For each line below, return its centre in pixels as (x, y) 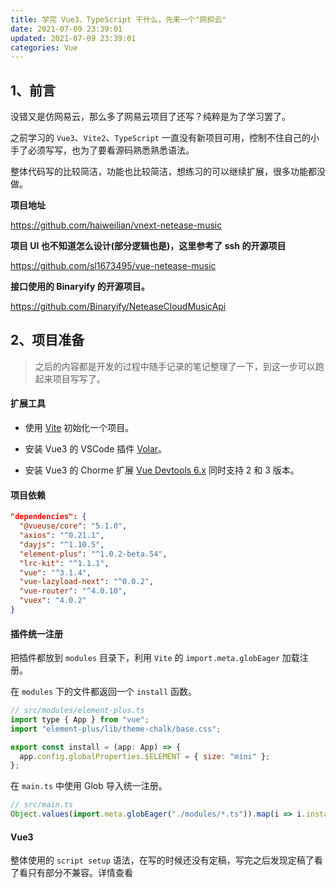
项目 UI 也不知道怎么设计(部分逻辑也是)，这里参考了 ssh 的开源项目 (148, 246)
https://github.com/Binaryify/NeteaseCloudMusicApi (118, 307)
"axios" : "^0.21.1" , (62, 536)
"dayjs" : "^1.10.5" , (62, 544)
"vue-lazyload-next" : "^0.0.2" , (87, 582)
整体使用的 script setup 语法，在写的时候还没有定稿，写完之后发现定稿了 (162, 860)
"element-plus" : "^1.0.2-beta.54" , (93, 554)
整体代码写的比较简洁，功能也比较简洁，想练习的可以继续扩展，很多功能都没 (168, 172)
